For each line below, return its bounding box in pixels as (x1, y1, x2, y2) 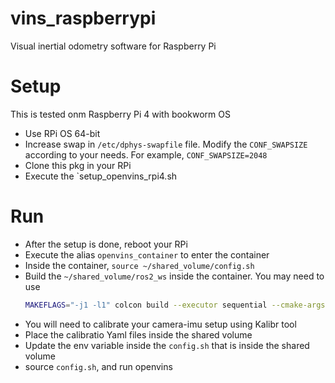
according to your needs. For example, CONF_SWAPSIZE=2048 (24, 148, 268, 161)
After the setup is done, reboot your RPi (24, 238, 188, 250)
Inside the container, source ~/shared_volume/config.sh (24, 259, 255, 271)
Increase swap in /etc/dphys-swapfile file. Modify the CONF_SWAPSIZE (24, 138, 308, 150)
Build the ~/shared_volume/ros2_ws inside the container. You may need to (24, 270, 325, 282)
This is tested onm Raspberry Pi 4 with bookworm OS (10, 108, 231, 120)
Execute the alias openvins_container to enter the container (24, 248, 270, 261)
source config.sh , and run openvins (24, 360, 173, 372)
